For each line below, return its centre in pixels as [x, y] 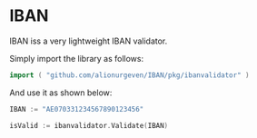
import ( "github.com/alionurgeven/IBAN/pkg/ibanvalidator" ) [129, 75]
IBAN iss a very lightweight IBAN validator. [89, 41]
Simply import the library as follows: [76, 58]
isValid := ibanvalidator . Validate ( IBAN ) [89, 125]
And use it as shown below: [61, 93]
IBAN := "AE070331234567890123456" [77, 109]
